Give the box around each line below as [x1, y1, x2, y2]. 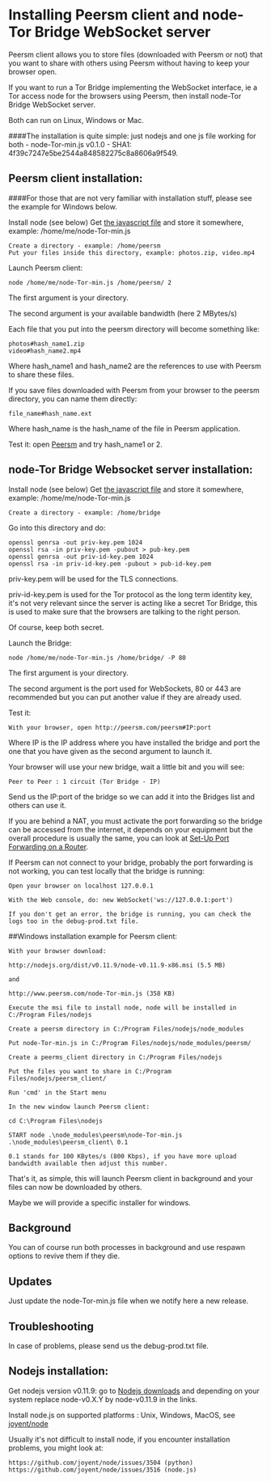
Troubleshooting [8, 1319, 95, 1333]
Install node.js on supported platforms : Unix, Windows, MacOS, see [8, 1410, 236, 1420]
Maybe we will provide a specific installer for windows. [8, 1197, 192, 1207]
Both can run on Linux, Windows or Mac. [8, 115, 144, 125]
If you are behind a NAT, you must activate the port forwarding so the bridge [8, 815, 263, 826]
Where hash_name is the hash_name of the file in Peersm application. [8, 423, 241, 434]
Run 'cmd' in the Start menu [8, 1088, 107, 1097]
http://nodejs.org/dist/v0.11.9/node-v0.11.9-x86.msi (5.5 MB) [8, 961, 227, 969]
